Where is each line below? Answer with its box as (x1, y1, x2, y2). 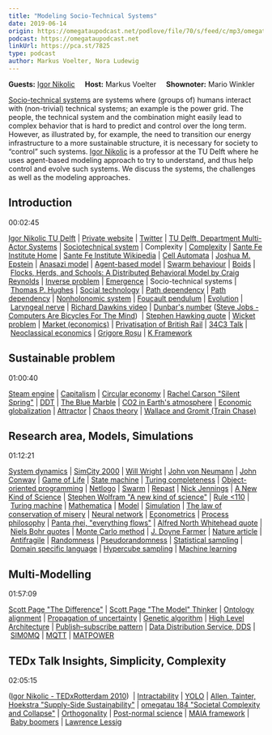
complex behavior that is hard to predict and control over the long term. (8, 121, 247, 130)
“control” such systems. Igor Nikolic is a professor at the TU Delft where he (8, 147, 259, 156)
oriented (8, 484, 36, 494)
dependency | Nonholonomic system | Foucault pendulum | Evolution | (8, 293, 244, 303)
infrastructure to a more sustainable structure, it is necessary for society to (8, 138, 258, 147)
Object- (221, 475, 247, 485)
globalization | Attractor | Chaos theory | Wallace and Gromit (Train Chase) (8, 406, 257, 416)
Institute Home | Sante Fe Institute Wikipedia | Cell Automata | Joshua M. (8, 250, 251, 260)
